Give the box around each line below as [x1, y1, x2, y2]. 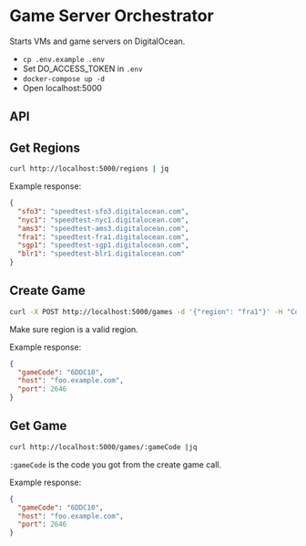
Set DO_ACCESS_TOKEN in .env [22, 63, 143, 74]
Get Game [9, 418, 67, 434]
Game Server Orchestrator [9, 5, 214, 26]
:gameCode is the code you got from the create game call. [9, 458, 221, 470]
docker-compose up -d [22, 74, 105, 83]
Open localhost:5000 [22, 82, 103, 93]
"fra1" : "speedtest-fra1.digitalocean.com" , [17, 232, 189, 242]
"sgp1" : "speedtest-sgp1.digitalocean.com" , [17, 241, 189, 250]
